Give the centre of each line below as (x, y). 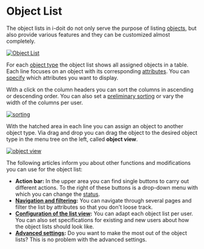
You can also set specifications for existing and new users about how (102, 220)
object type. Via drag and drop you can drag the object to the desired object (102, 132)
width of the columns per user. (45, 103)
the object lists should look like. (55, 226)
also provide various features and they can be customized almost (88, 34)
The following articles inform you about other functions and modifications (98, 162)
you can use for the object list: (44, 169)
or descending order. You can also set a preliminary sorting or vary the (95, 96)
